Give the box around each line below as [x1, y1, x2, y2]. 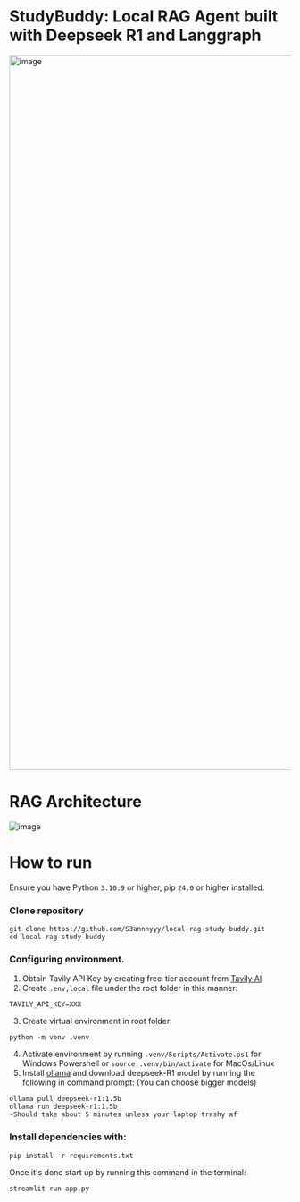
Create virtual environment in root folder [21, 1016, 171, 1027]
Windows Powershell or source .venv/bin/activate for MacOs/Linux [21, 1058, 275, 1069]
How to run [9, 853, 93, 873]
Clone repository [9, 904, 84, 917]
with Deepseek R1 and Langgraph [9, 25, 262, 46]
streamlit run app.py [9, 1184, 90, 1193]
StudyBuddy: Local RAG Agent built [9, 6, 279, 27]
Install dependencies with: [9, 1131, 127, 1143]
